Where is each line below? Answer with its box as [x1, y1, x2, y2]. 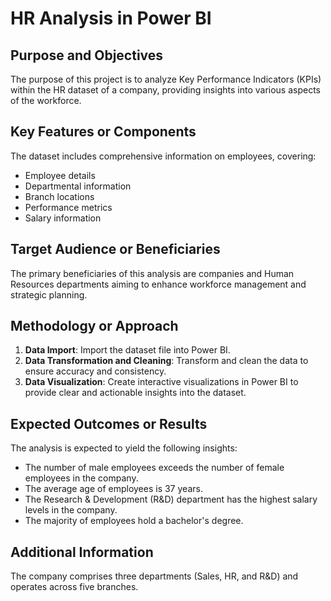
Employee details [24, 169, 96, 181]
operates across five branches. [10, 581, 139, 593]
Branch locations [24, 190, 95, 202]
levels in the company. [24, 504, 118, 516]
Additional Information [10, 543, 154, 561]
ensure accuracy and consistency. [24, 365, 167, 377]
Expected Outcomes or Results [10, 415, 208, 432]
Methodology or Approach [10, 318, 179, 335]
